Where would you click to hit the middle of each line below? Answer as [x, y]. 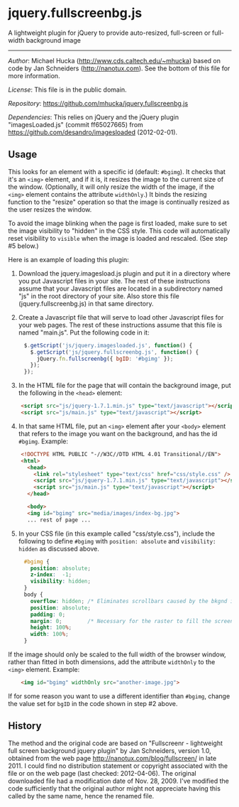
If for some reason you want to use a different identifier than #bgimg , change [119, 696]
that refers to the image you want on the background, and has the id [118, 433]
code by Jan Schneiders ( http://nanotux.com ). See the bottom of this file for [119, 68]
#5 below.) [23, 246]
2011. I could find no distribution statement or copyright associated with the [118, 766]
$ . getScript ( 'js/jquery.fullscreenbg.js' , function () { [115, 352]
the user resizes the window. [50, 209]
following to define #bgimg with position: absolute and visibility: [117, 541]
